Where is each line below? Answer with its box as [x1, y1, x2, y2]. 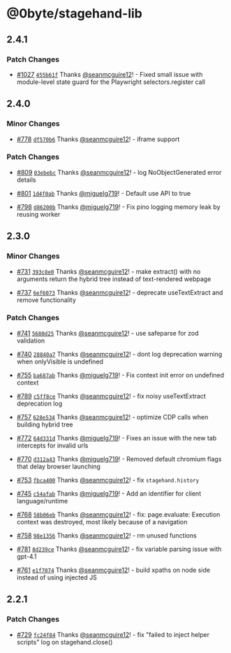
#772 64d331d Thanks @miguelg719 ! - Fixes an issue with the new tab [16, 433, 217, 442]
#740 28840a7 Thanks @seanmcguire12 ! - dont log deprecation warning [16, 350, 223, 358]
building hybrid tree [16, 420, 74, 429]
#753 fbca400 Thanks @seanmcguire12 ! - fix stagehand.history [16, 475, 200, 484]
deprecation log [16, 399, 63, 408]
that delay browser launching [16, 462, 100, 471]
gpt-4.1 [16, 552, 37, 561]
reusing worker [16, 210, 61, 218]
